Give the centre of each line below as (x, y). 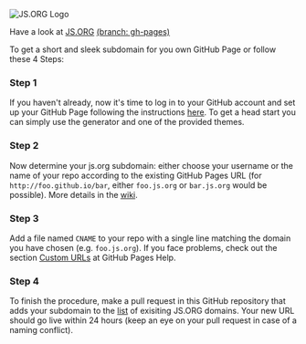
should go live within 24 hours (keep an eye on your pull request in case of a (153, 320)
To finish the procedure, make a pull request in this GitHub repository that (148, 301)
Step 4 (24, 281)
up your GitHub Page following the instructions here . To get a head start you (153, 112)
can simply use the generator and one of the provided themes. (127, 122)
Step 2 (24, 146)
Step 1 (23, 82)
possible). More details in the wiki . (74, 194)
